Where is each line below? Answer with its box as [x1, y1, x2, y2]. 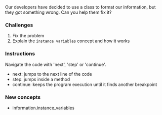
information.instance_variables [12, 105, 75, 111]
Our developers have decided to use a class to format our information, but [5, 4, 156, 10]
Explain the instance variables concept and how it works [12, 38, 130, 44]
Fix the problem [12, 33, 44, 39]
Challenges [5, 22, 33, 29]
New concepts [5, 93, 41, 100]
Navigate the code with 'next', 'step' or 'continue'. [5, 61, 106, 67]
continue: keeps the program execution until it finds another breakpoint [12, 81, 157, 87]
